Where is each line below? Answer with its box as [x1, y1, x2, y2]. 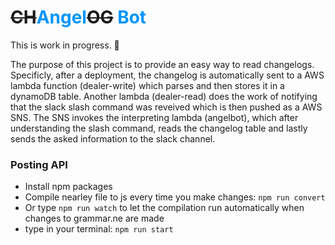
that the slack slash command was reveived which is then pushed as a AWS [10, 101, 323, 113]
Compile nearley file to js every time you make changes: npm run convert [24, 191, 326, 203]
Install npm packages [24, 181, 113, 193]
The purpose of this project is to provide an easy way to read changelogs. [10, 58, 315, 70]
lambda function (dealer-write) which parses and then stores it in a [10, 79, 285, 91]
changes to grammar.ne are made [24, 212, 165, 225]
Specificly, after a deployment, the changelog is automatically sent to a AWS [10, 69, 325, 81]
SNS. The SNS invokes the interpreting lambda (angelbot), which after [10, 111, 299, 123]
